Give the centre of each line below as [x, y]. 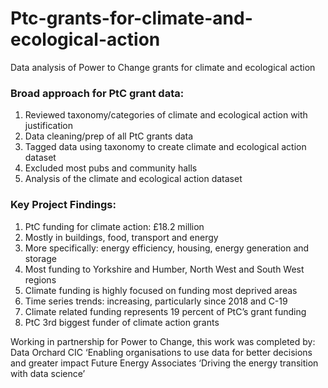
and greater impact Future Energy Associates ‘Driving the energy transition [164, 363]
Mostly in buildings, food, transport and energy [121, 237]
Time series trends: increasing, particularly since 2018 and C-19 [156, 301]
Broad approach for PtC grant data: [97, 93]
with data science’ [48, 373]
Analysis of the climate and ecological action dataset [133, 179]
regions [40, 279]
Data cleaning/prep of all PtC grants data [109, 136]
